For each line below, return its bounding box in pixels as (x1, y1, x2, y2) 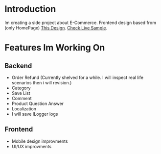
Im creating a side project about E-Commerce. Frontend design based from (4, 20, 156, 26)
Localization (11, 105, 37, 111)
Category (11, 85, 31, 91)
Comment (11, 95, 32, 101)
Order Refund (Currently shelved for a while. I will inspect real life (11, 75, 144, 80)
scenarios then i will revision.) (11, 79, 72, 85)
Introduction (4, 3, 56, 15)
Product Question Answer (11, 101, 64, 106)
